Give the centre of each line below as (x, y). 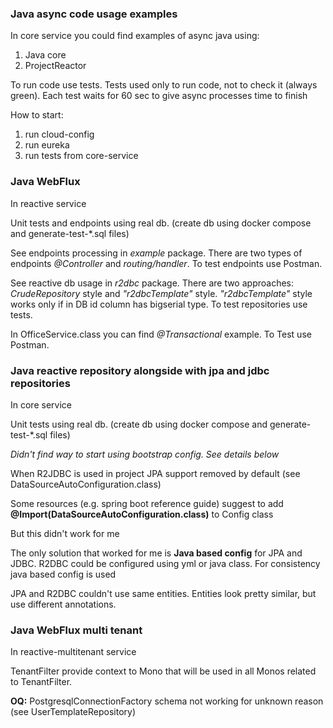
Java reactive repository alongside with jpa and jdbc (140, 370)
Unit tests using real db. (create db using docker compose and (139, 424)
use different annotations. (63, 604)
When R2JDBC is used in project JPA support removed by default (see (155, 473)
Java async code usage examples (94, 14)
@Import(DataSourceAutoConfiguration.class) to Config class (142, 514)
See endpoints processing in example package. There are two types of (156, 253)
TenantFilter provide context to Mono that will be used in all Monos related (163, 671)
